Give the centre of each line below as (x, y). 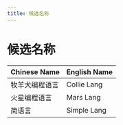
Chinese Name (35, 71)
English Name (90, 71)
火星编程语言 (32, 98)
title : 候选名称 (28, 13)
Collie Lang (85, 84)
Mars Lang (83, 97)
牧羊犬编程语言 (35, 84)
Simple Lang (86, 110)
